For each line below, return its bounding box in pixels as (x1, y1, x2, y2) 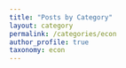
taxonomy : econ (9, 46, 66, 55)
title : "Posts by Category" (9, 12, 114, 22)
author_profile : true (9, 37, 90, 47)
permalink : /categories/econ (9, 29, 117, 38)
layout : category (9, 21, 74, 30)
